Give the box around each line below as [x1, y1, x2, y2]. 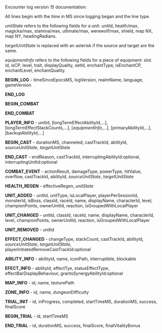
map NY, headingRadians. [5, 33, 57, 39]
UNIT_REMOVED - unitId [5, 227, 54, 233]
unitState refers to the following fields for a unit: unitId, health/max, [5, 23, 139, 29]
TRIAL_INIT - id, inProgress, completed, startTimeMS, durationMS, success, [5, 299, 158, 304]
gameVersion [5, 82, 32, 88]
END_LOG [5, 92, 25, 97]
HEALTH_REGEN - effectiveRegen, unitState [5, 183, 94, 189]
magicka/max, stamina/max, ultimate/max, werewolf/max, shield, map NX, [5, 28, 153, 33]
